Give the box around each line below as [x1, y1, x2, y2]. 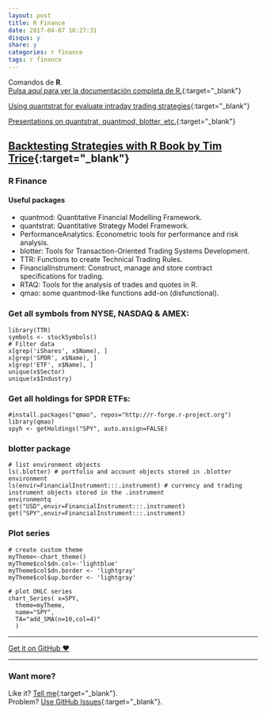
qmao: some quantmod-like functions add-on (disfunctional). [19, 288, 219, 298]
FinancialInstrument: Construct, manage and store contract [19, 263, 213, 273]
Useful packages [8, 195, 66, 204]
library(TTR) [8, 326, 51, 334]
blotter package [8, 442, 71, 454]
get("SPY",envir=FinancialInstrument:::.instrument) [8, 510, 186, 518]
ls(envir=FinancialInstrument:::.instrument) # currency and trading [8, 482, 243, 490]
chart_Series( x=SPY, [8, 594, 80, 602]
